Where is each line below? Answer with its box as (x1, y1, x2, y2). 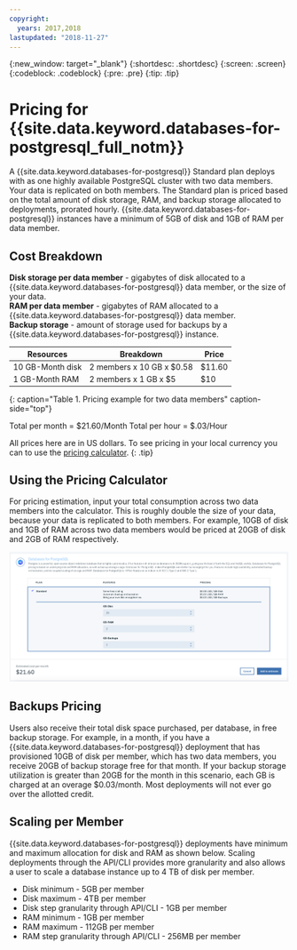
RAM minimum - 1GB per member (21, 912, 145, 922)
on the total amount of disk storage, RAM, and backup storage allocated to (9, 195, 282, 205)
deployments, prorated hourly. (9, 204, 120, 215)
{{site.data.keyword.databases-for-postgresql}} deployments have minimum (9, 838, 288, 849)
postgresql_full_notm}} (9, 137, 184, 157)
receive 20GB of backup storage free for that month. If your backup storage (9, 760, 286, 770)
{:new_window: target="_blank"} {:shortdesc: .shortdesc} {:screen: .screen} (9, 59, 286, 69)
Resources (27, 348, 68, 359)
